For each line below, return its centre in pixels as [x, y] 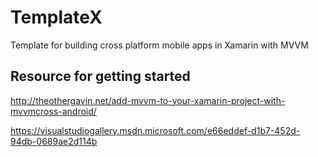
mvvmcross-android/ [53, 111]
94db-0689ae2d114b [54, 141]
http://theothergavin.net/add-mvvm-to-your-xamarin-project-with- [148, 100]
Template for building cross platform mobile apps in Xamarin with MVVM [159, 45]
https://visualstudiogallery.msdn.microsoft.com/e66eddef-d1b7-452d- [155, 130]
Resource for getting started [100, 76]
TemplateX [56, 17]
